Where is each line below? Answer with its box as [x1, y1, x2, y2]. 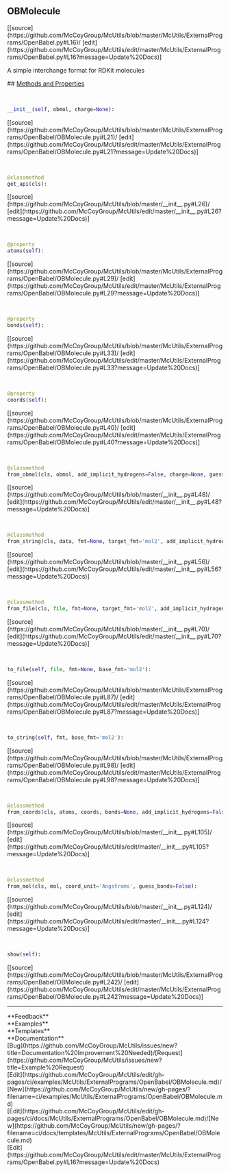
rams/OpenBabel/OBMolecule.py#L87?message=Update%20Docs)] [7, 708, 200, 716]
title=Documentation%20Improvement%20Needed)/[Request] [7, 1049, 183, 1057]
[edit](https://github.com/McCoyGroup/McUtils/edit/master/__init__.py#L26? [7, 207, 222, 215]
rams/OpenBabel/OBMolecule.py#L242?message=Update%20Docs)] [7, 993, 204, 1001]
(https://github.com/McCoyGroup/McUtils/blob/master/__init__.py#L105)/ [7, 828, 212, 836]
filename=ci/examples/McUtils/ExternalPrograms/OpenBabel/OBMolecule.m [7, 1093, 222, 1101]
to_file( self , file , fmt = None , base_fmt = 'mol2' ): [7, 666, 152, 673]
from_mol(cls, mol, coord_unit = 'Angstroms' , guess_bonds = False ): [7, 883, 197, 890]
